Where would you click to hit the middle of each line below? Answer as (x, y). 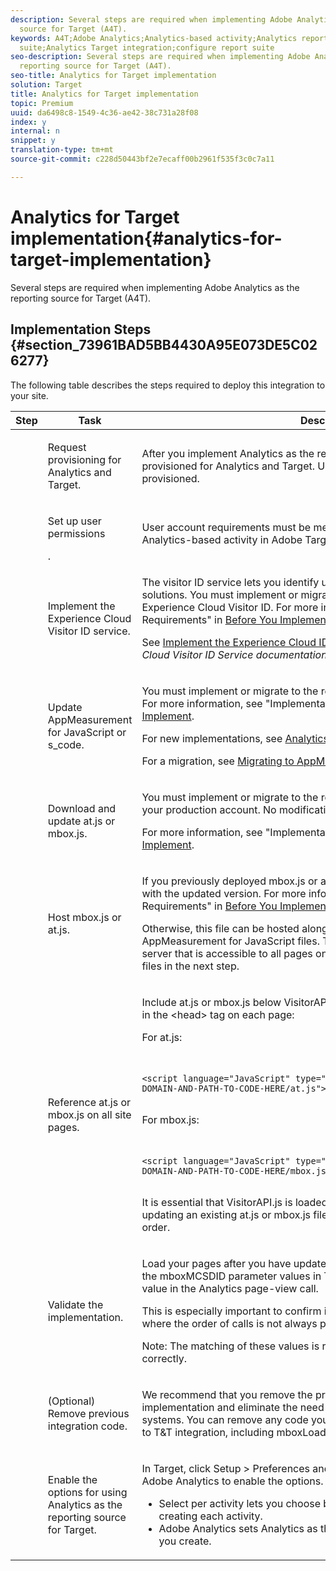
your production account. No (209, 809)
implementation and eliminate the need (233, 1407)
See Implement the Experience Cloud (229, 642)
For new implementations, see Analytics (235, 738)
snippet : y (33, 141)
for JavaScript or (87, 732)
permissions (76, 533)
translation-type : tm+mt (62, 150)
